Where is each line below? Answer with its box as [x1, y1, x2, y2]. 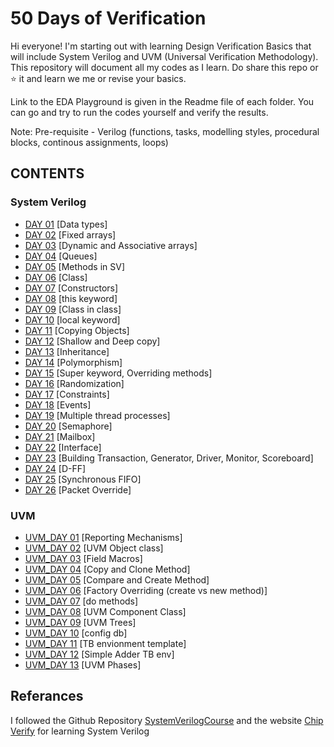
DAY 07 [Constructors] [24, 282, 119, 294]
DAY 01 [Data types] [24, 218, 108, 230]
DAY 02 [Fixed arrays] [24, 228, 117, 241]
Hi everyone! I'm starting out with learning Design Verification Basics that [10, 40, 312, 52]
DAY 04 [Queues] [24, 250, 98, 262]
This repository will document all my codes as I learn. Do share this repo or [10, 61, 319, 73]
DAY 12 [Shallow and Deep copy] [24, 335, 161, 347]
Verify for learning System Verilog [10, 725, 150, 737]
